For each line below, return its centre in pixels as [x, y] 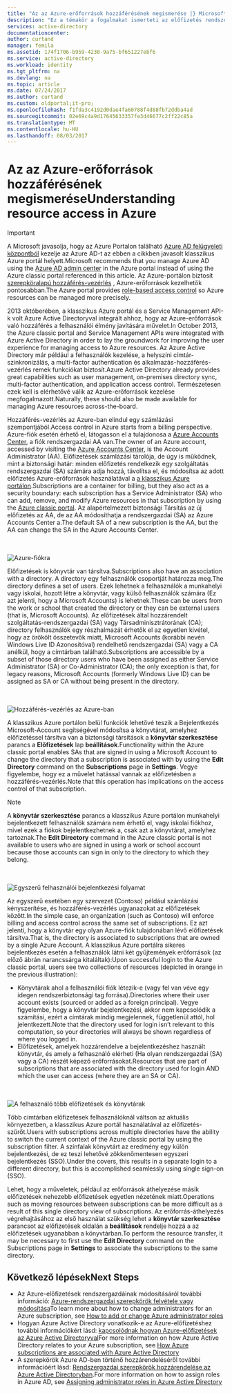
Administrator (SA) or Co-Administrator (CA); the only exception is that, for [113, 666]
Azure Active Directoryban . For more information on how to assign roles [118, 1374]
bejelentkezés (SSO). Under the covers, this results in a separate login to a [112, 1162]
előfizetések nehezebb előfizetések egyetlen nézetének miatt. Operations [111, 1197]
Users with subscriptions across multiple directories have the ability [123, 1132]
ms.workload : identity [40, 65]
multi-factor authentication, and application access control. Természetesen [114, 385]
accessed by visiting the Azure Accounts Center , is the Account [98, 449]
